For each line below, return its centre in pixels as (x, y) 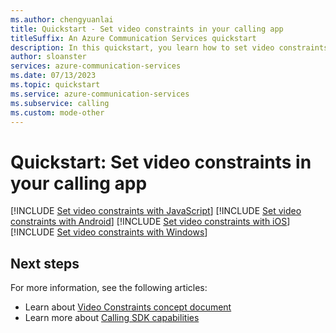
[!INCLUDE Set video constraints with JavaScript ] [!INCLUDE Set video (156, 211)
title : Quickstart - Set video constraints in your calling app (147, 29)
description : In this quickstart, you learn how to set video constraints (169, 47)
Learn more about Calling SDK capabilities (112, 318)
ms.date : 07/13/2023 (53, 76)
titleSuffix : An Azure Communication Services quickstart (133, 38)
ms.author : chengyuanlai (62, 19)
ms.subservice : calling (60, 103)
